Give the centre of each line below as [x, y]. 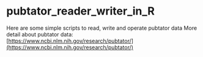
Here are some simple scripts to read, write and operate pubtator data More [102, 28]
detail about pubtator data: [40, 34]
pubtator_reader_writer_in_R [80, 11]
